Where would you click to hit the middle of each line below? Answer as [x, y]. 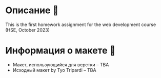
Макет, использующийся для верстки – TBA [61, 64]
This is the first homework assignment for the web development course [81, 24]
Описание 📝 [32, 10]
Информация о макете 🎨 [61, 51]
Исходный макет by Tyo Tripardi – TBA [54, 70]
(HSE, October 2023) [28, 30]
